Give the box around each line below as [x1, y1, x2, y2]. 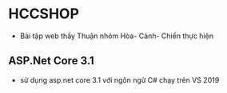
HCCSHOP [8, 5, 80, 23]
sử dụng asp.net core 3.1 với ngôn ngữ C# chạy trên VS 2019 [19, 75, 220, 84]
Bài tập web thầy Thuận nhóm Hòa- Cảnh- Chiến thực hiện [19, 31, 214, 41]
